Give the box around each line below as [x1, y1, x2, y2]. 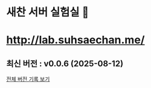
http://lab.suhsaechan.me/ [6, 34, 145, 47]
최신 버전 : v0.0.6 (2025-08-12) [6, 58, 124, 69]
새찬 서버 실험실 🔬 [6, 5, 89, 19]
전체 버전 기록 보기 [6, 75, 50, 83]
